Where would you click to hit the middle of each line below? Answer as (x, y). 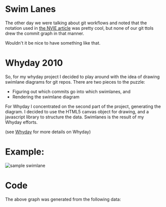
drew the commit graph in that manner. (45, 33)
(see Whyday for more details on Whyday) (48, 132)
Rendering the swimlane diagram (46, 97)
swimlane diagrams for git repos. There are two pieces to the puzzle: (75, 82)
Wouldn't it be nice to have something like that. (53, 43)
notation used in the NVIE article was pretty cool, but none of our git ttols (80, 28)
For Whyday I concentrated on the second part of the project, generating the (83, 106)
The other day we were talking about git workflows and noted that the (76, 23)
